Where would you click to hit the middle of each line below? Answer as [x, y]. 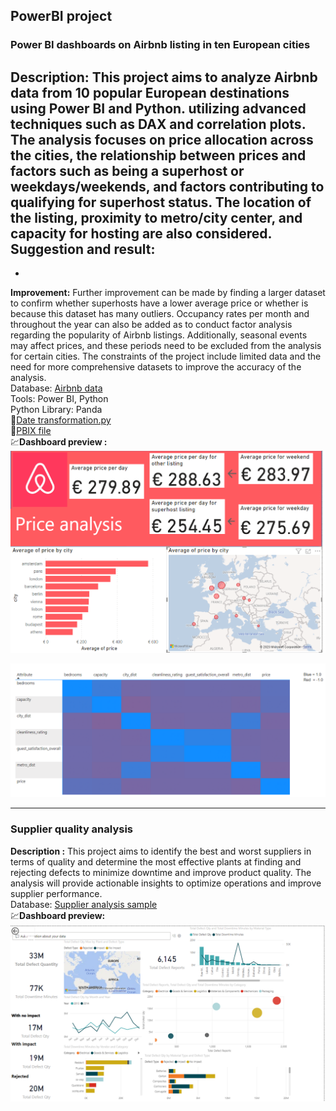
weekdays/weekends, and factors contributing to [167, 186]
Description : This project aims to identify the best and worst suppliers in [161, 851]
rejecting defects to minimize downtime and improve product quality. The [161, 872]
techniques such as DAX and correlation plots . [158, 124]
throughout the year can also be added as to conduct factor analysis [151, 325]
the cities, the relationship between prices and [158, 155]
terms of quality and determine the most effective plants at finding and [156, 861]
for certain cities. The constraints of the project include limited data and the [166, 356]
